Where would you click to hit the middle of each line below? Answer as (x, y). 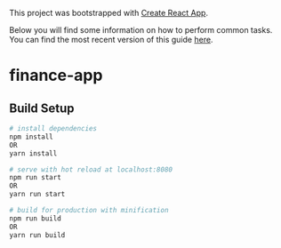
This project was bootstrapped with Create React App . (109, 13)
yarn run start (37, 195)
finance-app (56, 76)
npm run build (36, 218)
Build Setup (42, 108)
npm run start (36, 178)
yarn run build (37, 235)
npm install (31, 137)
